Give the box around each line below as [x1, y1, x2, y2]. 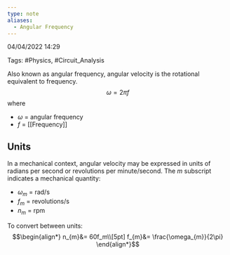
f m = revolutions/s [17, 197, 70, 207]
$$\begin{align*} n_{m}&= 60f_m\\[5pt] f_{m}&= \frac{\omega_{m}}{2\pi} [12, 233, 224, 241]
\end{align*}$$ [95, 240, 140, 248]
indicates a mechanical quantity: [7, 174, 101, 183]
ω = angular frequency [17, 113, 83, 122]
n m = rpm [17, 206, 46, 216]
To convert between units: [7, 221, 83, 230]
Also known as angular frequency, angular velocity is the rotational [7, 70, 200, 78]
